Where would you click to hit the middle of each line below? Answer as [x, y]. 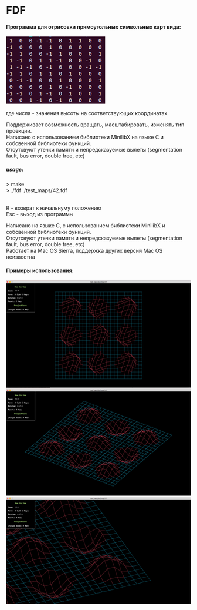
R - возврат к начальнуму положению [54, 208]
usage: [15, 169]
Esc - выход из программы [40, 214]
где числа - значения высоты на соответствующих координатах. [87, 113]
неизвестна [21, 257]
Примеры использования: [40, 270]
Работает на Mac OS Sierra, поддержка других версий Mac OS [84, 251]
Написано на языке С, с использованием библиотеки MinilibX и [86, 226]
